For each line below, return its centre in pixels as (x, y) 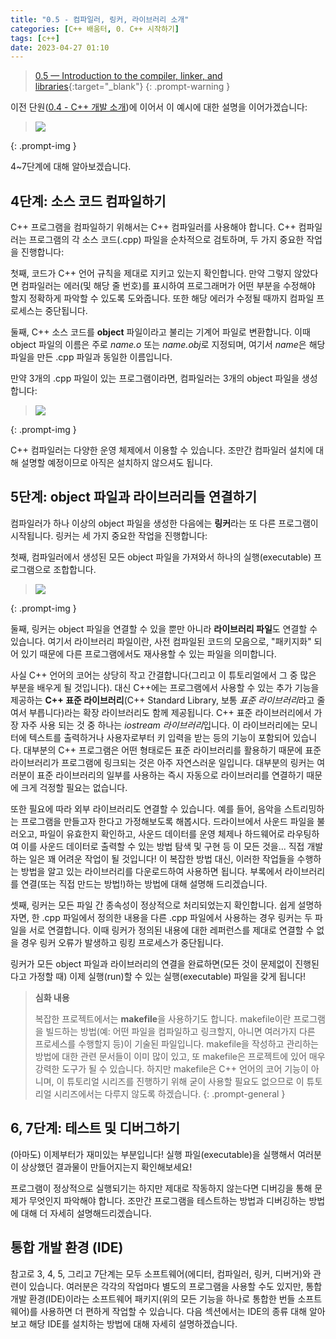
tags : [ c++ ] (35, 38)
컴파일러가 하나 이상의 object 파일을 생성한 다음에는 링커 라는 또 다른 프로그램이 (164, 523)
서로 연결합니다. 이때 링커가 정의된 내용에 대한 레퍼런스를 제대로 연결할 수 (171, 930)
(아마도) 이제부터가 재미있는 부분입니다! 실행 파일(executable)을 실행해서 (153, 1154)
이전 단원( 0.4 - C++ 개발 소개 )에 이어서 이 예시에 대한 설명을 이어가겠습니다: (159, 107)
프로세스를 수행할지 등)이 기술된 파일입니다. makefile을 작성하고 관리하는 (176, 1043)
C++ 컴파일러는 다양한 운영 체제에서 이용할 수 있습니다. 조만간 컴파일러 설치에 (162, 450)
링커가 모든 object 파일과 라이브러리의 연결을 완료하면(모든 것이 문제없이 (151, 963)
